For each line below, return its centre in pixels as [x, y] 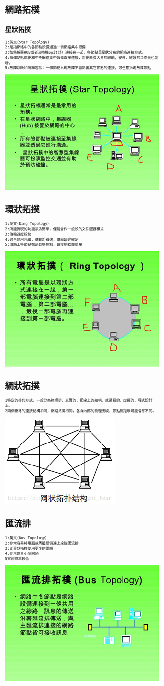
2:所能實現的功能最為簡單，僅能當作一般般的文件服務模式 [54, 229]
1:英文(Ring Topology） [28, 224]
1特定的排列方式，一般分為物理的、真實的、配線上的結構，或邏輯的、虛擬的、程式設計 [79, 400]
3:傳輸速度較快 [18, 234]
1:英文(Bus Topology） [27, 538]
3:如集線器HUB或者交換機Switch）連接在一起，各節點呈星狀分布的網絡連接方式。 [75, 52]
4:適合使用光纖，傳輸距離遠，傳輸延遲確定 [42, 239]
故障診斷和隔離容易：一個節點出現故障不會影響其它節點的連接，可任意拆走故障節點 [80, 68]
